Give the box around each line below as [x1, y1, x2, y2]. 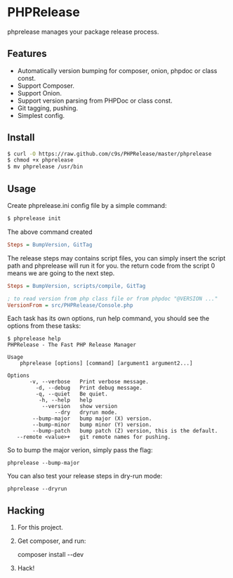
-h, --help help [38, 397, 93, 404]
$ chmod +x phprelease [7, 157, 74, 164]
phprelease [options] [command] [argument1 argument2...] [20, 360, 193, 367]
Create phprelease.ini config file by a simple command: [7, 202, 167, 209]
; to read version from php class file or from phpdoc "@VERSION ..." [7, 295, 218, 302]
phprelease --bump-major [7, 459, 80, 467]
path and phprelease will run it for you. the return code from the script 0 [7, 261, 215, 270]
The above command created [7, 228, 93, 236]
